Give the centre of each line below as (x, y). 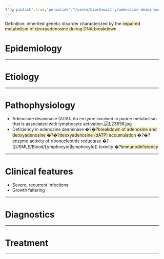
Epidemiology (34, 48)
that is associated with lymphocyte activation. (58, 124)
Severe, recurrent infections (40, 185)
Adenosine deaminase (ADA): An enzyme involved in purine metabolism (84, 119)
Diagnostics (30, 214)
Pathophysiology (40, 105)
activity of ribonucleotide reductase (65, 141)
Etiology (22, 77)
